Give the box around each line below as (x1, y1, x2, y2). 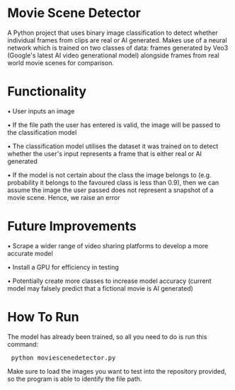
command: (7, 340, 39, 348)
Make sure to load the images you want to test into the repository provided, (7, 367, 227, 375)
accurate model (7, 249, 53, 257)
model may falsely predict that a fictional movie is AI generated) (7, 284, 193, 292)
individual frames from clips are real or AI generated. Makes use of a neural (7, 35, 228, 44)
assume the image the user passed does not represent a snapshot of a (7, 186, 214, 194)
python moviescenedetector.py (11, 353, 116, 362)
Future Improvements (7, 218, 137, 235)
